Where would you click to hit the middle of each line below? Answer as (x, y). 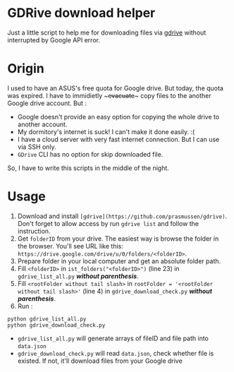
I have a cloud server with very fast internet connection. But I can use (118, 139)
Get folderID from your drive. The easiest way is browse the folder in (118, 239)
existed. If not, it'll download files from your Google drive (100, 361)
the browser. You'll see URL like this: (70, 246)
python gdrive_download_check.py (56, 325)
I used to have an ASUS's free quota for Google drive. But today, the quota (115, 88)
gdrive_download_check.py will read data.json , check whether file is (116, 353)
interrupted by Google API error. (54, 40)
